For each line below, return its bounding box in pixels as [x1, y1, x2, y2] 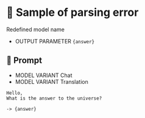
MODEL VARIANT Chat [15, 72, 72, 79]
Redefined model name [6, 26, 65, 33]
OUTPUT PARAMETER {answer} [15, 37, 95, 45]
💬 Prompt [6, 55, 43, 66]
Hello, [6, 90, 23, 96]
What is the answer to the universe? [6, 95, 102, 101]
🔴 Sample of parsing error [6, 6, 139, 20]
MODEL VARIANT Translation [15, 78, 88, 85]
